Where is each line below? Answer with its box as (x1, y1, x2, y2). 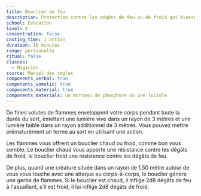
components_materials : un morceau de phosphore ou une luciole (6, 92, 167, 98)
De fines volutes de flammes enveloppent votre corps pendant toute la (6, 108, 180, 116)
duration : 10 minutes (6, 43, 60, 49)
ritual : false (6, 53, 42, 59)
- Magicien (11, 64, 39, 71)
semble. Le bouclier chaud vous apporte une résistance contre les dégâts (6, 146, 188, 153)
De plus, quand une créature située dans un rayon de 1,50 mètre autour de (6, 164, 190, 171)
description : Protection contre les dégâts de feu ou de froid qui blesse (6, 14, 197, 20)
